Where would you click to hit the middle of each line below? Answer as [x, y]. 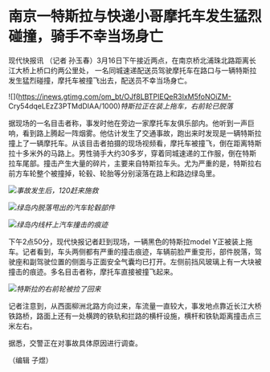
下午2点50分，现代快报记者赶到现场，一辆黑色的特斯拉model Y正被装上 [127, 241]
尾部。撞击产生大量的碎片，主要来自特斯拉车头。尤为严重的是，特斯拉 [138, 163]
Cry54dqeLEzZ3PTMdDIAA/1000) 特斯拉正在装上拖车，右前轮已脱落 [121, 106]
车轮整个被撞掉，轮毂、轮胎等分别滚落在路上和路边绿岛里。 [121, 173]
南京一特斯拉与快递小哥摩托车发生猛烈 [135, 16]
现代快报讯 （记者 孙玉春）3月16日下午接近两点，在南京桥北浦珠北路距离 [129, 60]
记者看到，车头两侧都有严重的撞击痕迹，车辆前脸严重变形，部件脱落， [138, 251]
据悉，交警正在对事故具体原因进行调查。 [75, 343]
